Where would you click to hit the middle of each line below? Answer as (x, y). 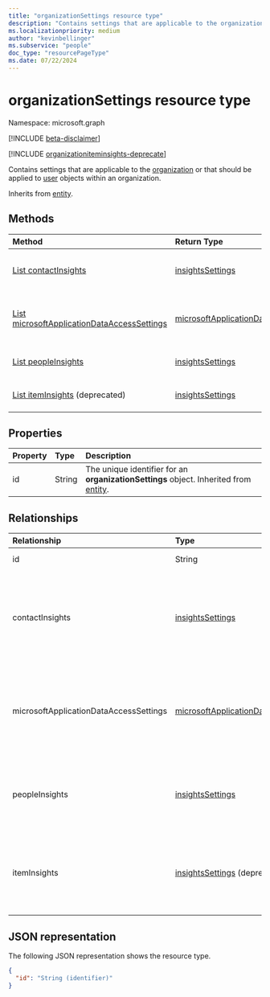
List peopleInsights (48, 361)
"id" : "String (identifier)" (64, 978)
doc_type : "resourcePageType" (59, 53)
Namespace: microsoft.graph (57, 122)
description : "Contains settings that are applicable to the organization (136, 23)
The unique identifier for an (137, 470)
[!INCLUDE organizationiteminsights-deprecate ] (88, 154)
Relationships (43, 518)
